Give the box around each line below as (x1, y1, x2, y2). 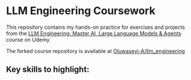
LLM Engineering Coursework (6, 4, 156, 18)
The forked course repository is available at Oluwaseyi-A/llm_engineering (6, 47, 185, 54)
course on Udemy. (6, 36, 51, 43)
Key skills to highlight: (6, 65, 90, 75)
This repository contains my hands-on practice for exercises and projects (6, 24, 185, 31)
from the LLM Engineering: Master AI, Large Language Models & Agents (6, 29, 182, 36)
